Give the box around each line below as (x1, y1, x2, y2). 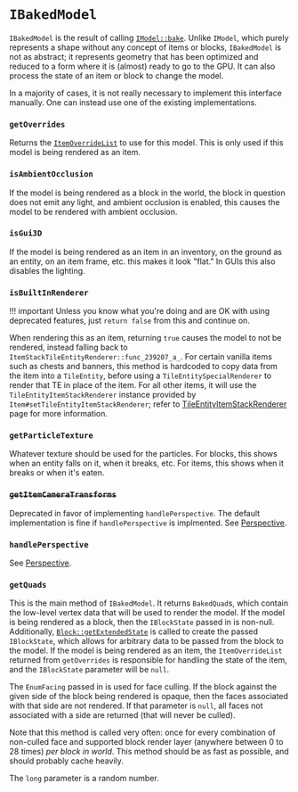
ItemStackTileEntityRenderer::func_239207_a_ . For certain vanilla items (9, 351, 273, 362)
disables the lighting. (9, 265, 86, 276)
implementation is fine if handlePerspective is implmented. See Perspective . (9, 517, 287, 528)
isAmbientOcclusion (9, 169, 93, 179)
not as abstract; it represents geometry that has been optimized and (9, 51, 259, 62)
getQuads (9, 580, 47, 590)
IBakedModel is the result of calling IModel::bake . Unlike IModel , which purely (9, 32, 289, 43)
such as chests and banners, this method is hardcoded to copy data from (9, 361, 278, 372)
